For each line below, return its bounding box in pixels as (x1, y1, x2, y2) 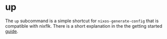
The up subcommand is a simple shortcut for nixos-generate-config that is (5, 18, 159, 24)
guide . (5, 28, 18, 34)
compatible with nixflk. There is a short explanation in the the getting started (5, 23, 162, 29)
